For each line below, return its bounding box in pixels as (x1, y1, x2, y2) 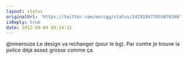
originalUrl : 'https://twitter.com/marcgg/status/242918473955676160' (6, 14, 182, 20)
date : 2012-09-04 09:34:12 (6, 24, 72, 31)
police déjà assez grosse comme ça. (6, 47, 94, 54)
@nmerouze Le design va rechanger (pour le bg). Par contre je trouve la (6, 40, 180, 47)
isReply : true (6, 19, 41, 25)
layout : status (6, 8, 43, 14)
